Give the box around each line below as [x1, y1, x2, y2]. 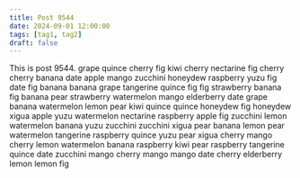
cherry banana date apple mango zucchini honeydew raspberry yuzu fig [9, 73, 278, 84]
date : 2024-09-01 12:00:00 [9, 22, 110, 31]
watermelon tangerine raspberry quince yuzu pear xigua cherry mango [9, 129, 273, 140]
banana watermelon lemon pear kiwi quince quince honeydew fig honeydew [9, 101, 292, 112]
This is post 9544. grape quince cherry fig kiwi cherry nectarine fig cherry [9, 63, 285, 74]
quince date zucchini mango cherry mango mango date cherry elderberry [9, 149, 283, 160]
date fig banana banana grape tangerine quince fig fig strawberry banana [9, 82, 282, 93]
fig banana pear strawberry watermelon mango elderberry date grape [9, 92, 268, 102]
